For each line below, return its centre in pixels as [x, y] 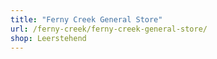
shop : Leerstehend [48, 38]
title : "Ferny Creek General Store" [86, 19]
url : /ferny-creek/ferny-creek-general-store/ [109, 29]
